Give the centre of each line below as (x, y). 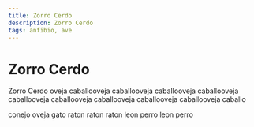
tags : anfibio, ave (40, 30)
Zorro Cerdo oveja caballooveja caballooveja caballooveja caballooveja (123, 91)
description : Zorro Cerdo (50, 23)
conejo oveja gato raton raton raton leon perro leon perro (101, 114)
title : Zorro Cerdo (40, 15)
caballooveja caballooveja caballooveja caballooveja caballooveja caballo (127, 99)
